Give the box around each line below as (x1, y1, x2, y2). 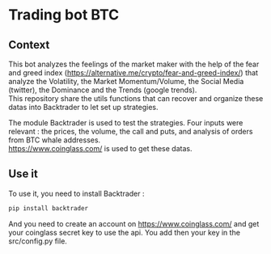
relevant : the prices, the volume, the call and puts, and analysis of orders (8, 127, 253, 136)
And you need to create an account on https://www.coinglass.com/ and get (8, 218, 260, 228)
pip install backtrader (8, 204, 89, 212)
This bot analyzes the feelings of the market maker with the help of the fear (8, 59, 260, 69)
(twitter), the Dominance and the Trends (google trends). (8, 85, 197, 95)
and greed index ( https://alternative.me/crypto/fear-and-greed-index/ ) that (8, 68, 259, 78)
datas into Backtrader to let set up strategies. (8, 103, 159, 112)
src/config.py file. (8, 236, 67, 246)
